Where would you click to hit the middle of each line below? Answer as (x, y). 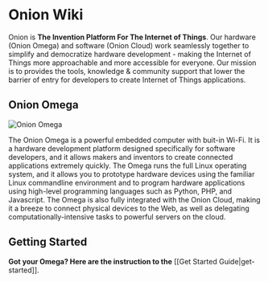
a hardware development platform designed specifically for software (122, 148)
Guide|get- (237, 261)
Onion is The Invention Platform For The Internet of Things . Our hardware (132, 37)
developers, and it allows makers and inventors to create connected (121, 157)
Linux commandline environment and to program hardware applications (127, 182)
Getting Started (48, 242)
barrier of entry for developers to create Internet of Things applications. (127, 80)
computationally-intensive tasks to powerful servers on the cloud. (117, 217)
